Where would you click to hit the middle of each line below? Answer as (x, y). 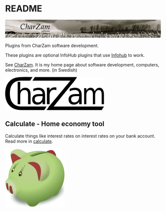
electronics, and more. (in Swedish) (41, 70)
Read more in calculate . (29, 141)
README (24, 9)
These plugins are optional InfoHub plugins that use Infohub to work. (75, 55)
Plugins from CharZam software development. (52, 46)
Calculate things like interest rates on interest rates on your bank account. (80, 136)
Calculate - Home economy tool (55, 124)
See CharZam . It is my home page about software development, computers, (82, 64)
